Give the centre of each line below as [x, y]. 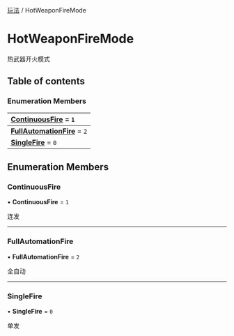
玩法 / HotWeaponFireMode [47, 10]
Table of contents [46, 81]
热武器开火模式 [29, 59]
